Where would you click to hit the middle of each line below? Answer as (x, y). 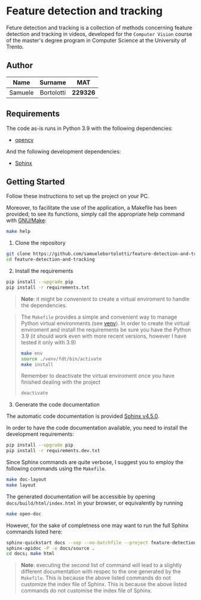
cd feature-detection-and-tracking (51, 260)
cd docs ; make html (31, 554)
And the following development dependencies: (64, 151)
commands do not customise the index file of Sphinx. (86, 590)
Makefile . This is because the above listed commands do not (96, 578)
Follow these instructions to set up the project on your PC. (78, 196)
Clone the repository (40, 243)
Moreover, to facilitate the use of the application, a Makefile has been (92, 208)
